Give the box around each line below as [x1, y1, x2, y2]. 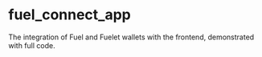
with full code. [8, 40, 55, 50]
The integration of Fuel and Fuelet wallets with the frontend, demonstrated [8, 32, 255, 42]
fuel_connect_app [8, 6, 131, 24]
